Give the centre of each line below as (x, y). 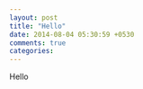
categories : (31, 51)
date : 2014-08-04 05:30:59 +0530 (72, 34)
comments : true (38, 43)
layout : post (34, 18)
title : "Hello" (38, 26)
